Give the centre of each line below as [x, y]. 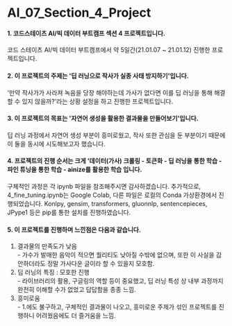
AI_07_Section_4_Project [79, 13]
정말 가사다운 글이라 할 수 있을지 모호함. [101, 264]
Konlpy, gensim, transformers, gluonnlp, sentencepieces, [126, 204]
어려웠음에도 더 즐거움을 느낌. [76, 316]
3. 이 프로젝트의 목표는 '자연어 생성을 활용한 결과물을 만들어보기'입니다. [103, 119]
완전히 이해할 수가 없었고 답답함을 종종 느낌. [77, 290]
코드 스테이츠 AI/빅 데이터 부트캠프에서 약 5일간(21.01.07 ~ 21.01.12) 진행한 [109, 50]
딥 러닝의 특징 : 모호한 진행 [53, 273]
